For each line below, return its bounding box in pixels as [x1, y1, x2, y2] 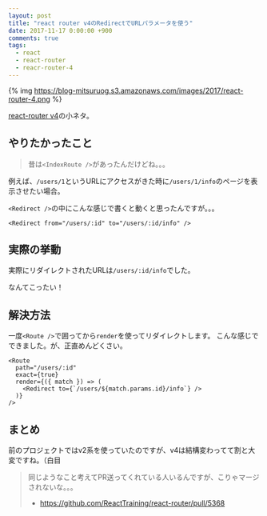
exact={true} [15, 371, 59, 379]
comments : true [8, 34, 59, 42]
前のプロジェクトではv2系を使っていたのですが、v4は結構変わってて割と [8, 446, 249, 454]
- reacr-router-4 [15, 64, 74, 72]
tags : [8, 42, 26, 50]
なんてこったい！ [8, 282, 64, 292]
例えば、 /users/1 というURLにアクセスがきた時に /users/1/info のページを [8, 176, 251, 186]
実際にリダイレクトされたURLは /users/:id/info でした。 [8, 266, 195, 275]
